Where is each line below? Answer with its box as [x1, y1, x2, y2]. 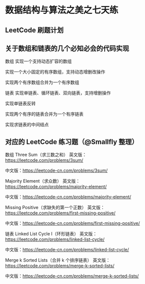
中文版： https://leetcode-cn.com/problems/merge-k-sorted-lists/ [5, 273, 139, 279]
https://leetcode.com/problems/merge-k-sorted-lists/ [5, 263, 115, 269]
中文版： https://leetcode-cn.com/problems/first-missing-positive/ [5, 220, 140, 226]
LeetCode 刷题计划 [5, 26, 64, 34]
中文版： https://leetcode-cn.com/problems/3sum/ [5, 167, 108, 174]
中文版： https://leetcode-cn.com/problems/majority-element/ [5, 194, 132, 200]
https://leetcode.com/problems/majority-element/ [5, 184, 107, 190]
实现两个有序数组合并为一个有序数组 [5, 79, 79, 85]
